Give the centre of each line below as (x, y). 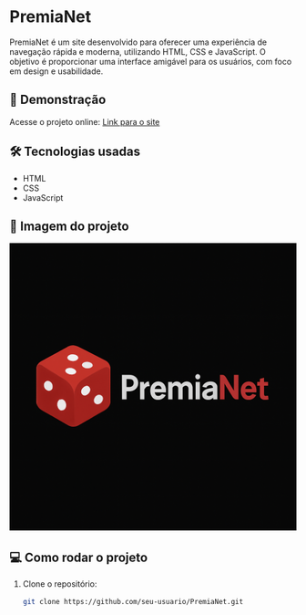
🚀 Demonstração (58, 100)
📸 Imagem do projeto (69, 226)
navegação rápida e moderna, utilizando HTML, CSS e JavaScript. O (138, 51)
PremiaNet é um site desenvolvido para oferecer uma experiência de (138, 42)
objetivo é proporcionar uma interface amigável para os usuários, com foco (151, 61)
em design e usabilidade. (56, 71)
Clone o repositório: (60, 584)
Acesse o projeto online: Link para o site (85, 121)
